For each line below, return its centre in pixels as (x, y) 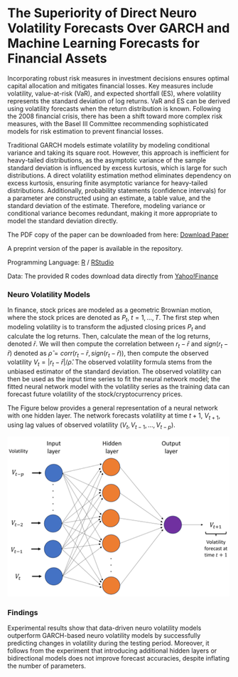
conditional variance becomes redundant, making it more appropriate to (113, 213)
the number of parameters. (47, 666)
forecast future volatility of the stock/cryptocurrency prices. (95, 394)
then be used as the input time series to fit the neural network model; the (114, 379)
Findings (23, 613)
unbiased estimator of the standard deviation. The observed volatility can (114, 371)
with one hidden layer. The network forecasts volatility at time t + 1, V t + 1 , (114, 417)
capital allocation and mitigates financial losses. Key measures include (110, 86)
